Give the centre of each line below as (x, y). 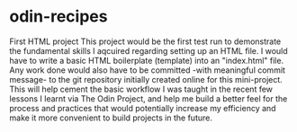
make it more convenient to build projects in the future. (111, 118)
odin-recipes (58, 17)
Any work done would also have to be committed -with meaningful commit (148, 70)
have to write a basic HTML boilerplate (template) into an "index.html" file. (147, 60)
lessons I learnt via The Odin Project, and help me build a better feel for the (148, 98)
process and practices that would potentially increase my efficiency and (143, 108)
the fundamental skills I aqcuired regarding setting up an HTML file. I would (148, 50)
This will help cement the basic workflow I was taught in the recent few (141, 89)
